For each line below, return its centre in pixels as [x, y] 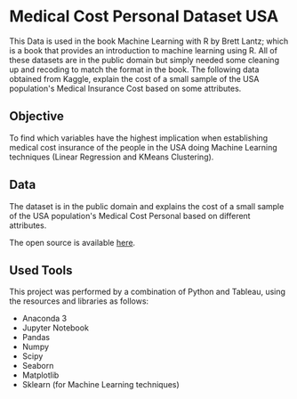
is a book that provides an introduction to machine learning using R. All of [144, 50]
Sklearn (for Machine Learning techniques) [100, 385]
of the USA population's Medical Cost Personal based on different [130, 216]
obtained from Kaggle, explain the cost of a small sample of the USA [134, 78]
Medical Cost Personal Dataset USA [144, 16]
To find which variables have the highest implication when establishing [139, 138]
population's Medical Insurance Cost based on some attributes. [125, 88]
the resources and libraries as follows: [79, 301]
